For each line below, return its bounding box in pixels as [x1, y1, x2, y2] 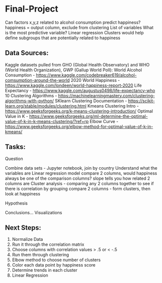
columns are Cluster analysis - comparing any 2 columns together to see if [5, 180, 154, 186]
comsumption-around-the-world [5, 77, 70, 83]
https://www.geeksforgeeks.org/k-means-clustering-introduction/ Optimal [5, 108, 153, 114]
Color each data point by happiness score [12, 262, 96, 268]
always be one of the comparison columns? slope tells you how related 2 [5, 175, 150, 181]
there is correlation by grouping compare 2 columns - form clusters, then [5, 186, 151, 191]
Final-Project [5, 3, 59, 15]
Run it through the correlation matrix [12, 241, 85, 248]
